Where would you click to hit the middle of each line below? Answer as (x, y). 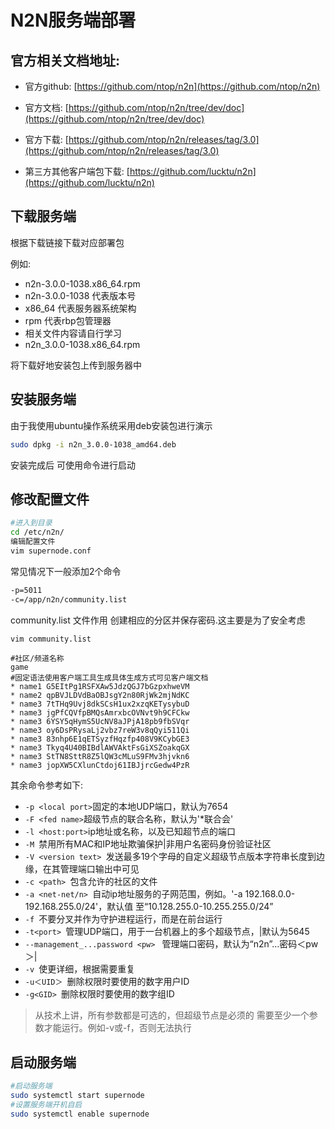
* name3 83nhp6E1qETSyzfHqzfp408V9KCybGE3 (100, 739)
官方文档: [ (46, 107)
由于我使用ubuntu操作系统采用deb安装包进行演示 (111, 425)
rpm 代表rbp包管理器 (68, 320)
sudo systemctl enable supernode (80, 1114)
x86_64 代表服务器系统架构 (80, 308)
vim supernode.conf (51, 551)
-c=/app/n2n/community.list (69, 599)
